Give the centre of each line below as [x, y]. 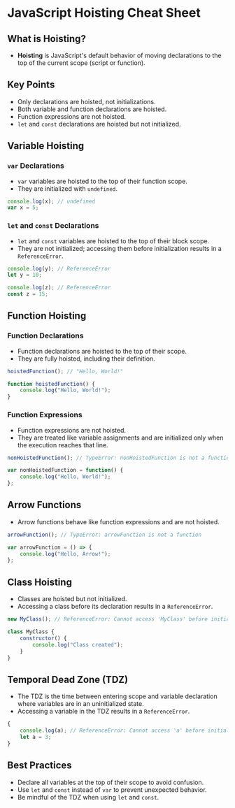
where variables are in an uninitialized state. [81, 704]
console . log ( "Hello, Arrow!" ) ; [65, 554]
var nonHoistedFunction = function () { [65, 470]
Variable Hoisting [46, 146]
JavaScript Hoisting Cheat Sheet [104, 13]
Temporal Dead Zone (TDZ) [67, 679]
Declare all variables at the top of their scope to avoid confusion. [111, 782]
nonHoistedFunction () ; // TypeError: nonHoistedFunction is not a [106, 458]
